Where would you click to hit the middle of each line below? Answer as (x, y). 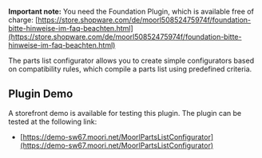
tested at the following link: (53, 121)
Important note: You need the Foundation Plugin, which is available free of (131, 12)
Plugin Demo (41, 94)
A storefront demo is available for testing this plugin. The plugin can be (125, 113)
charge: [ (23, 20)
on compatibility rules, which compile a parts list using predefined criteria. (130, 69)
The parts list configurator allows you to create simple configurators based (131, 60)
